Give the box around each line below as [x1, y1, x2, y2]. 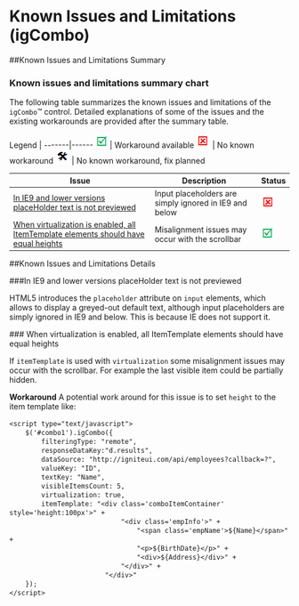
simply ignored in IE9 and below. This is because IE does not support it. [9, 311, 271, 322]
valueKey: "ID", [41, 464, 101, 473]
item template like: [9, 400, 77, 411]
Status [261, 175, 287, 186]
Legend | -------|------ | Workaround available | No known [9, 140, 255, 150]
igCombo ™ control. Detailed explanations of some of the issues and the [9, 107, 265, 117]
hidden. [9, 374, 37, 384]
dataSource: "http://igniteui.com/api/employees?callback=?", [41, 455, 277, 464]
